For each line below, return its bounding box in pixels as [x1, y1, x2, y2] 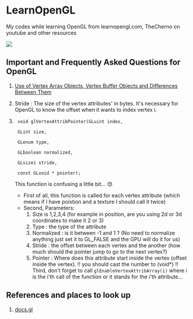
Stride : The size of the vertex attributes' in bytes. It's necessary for [14, 99, 178, 107]
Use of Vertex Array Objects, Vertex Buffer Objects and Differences [14, 82, 178, 89]
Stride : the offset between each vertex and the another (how [32, 242, 181, 249]
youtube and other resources [6, 29, 76, 36]
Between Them [14, 88, 52, 95]
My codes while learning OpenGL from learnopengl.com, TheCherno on [6, 23, 181, 30]
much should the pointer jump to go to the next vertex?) [32, 248, 168, 255]
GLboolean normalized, [17, 149, 74, 155]
